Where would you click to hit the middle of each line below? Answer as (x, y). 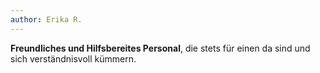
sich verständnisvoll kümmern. (73, 58)
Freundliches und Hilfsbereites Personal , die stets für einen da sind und (160, 48)
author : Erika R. (46, 19)
